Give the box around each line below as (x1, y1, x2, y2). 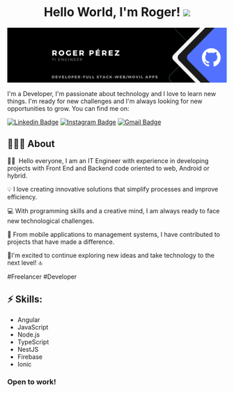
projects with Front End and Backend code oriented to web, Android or (7, 164, 210, 172)
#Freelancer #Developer (7, 272, 77, 281)
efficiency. (7, 192, 38, 201)
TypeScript (17, 337, 49, 346)
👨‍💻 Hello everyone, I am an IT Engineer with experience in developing (7, 156, 209, 164)
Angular (17, 315, 40, 324)
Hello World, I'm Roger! (43, 4, 181, 20)
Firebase (17, 353, 43, 361)
